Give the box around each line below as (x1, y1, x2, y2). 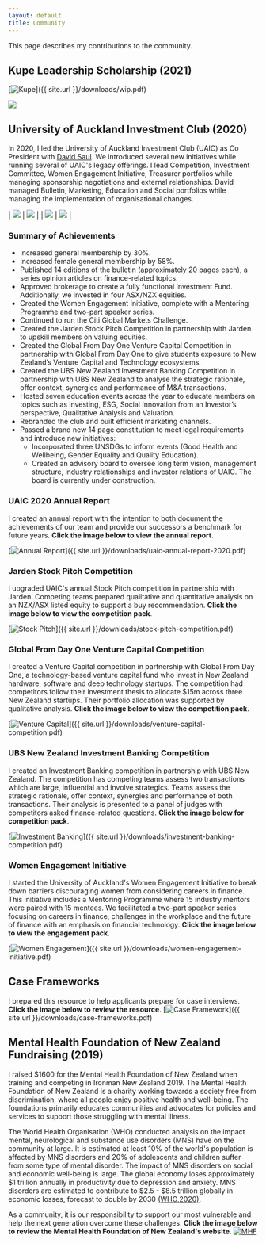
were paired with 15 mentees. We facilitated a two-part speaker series (8, 903, 237, 912)
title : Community (8, 19, 66, 27)
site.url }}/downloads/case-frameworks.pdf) (8, 1012, 153, 1023)
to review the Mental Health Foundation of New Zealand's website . (8, 1226, 232, 1236)
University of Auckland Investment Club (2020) (8, 122, 248, 136)
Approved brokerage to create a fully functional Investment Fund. (19, 282, 234, 292)
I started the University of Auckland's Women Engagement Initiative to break (8, 878, 257, 887)
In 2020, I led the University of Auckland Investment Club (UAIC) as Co (8, 143, 239, 153)
